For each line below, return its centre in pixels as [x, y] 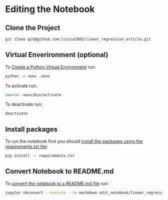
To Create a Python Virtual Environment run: [50, 67]
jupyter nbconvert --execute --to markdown [51, 192]
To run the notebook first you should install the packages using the [74, 141]
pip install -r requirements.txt [40, 156]
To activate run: [21, 86]
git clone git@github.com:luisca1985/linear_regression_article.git [78, 39]
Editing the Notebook [50, 9]
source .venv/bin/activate [33, 95]
